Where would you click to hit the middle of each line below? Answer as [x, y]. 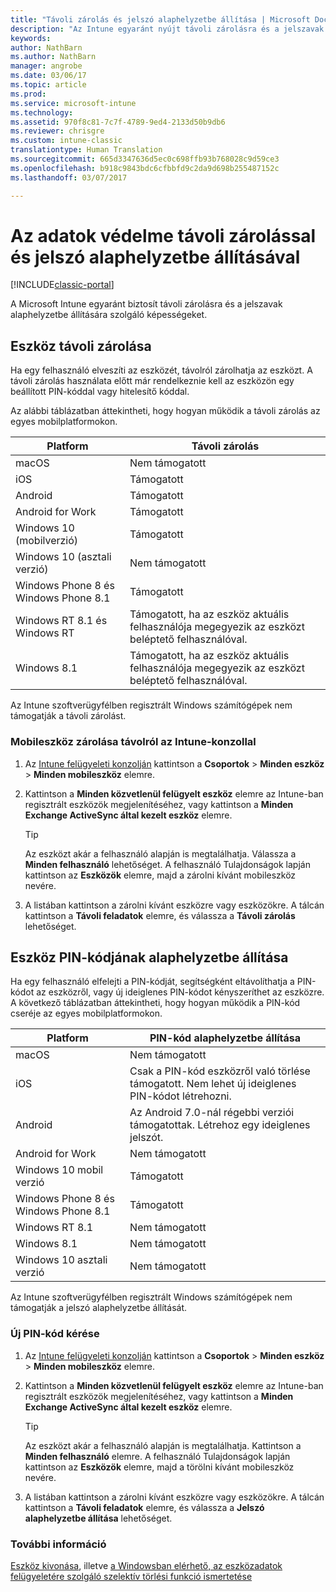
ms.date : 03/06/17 [48, 76]
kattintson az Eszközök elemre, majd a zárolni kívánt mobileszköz [160, 875]
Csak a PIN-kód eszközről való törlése [220, 1071]
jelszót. [146, 1138]
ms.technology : [42, 112]
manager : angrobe [46, 66]
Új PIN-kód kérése [55, 1334]
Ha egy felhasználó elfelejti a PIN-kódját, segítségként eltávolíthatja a [152, 982]
